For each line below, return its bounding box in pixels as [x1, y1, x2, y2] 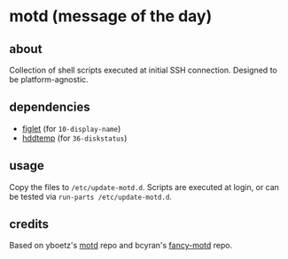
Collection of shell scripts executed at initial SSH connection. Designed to [9, 65, 277, 75]
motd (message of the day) [9, 6, 213, 27]
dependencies [9, 100, 90, 115]
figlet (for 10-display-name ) [21, 123, 121, 133]
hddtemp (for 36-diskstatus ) [21, 133, 128, 143]
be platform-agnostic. [9, 74, 89, 85]
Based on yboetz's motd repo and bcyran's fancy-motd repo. [9, 240, 233, 251]
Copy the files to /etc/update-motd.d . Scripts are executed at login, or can [9, 181, 279, 192]
